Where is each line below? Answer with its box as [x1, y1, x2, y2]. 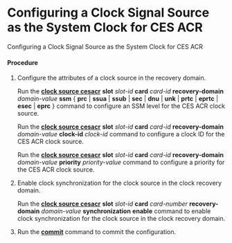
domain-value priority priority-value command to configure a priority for [17, 158, 225, 167]
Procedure [7, 58, 38, 66]
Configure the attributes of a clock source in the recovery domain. [17, 74, 206, 82]
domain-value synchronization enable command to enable [41, 207, 211, 215]
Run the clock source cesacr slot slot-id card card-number [17, 199, 188, 208]
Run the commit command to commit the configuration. [17, 228, 177, 236]
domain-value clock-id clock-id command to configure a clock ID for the [17, 130, 225, 138]
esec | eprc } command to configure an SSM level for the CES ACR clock [17, 102, 225, 110]
